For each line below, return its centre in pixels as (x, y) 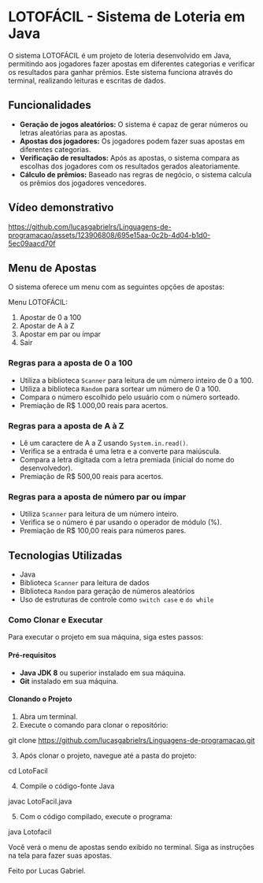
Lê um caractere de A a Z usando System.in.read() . (104, 443)
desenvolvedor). (46, 468)
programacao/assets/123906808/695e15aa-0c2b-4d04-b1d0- (109, 235)
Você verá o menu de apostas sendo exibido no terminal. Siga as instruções (131, 847)
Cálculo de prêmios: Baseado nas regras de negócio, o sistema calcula (135, 174)
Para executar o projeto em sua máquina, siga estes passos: (106, 637)
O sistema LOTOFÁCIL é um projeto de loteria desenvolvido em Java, (120, 55)
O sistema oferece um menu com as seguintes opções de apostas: (116, 287)
